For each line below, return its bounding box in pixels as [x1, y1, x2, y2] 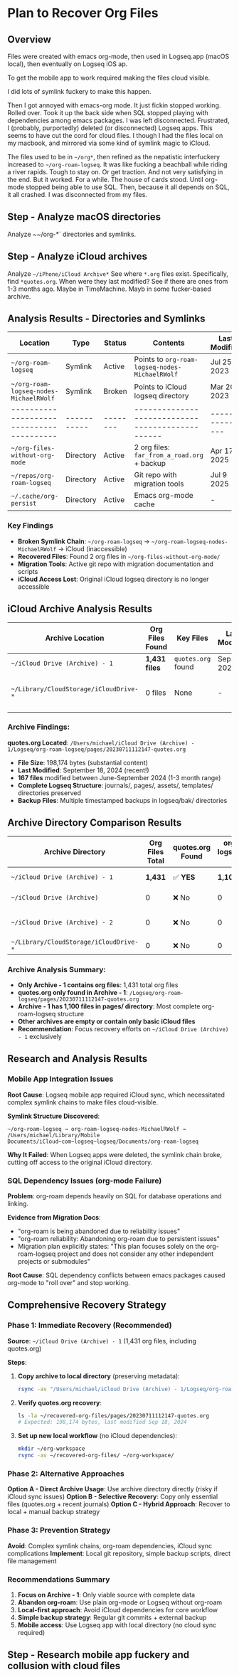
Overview [7, 33, 52, 46]
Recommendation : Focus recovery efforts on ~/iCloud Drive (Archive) [17, 1024, 229, 1033]
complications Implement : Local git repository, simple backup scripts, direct [7, 1549, 231, 1558]
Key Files [176, 633, 208, 643]
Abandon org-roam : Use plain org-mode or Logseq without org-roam [17, 1598, 223, 1607]
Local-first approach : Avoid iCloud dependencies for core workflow [17, 1605, 218, 1614]
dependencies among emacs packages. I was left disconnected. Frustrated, [7, 116, 230, 124]
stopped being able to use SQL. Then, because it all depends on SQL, [26, 183, 230, 191]
